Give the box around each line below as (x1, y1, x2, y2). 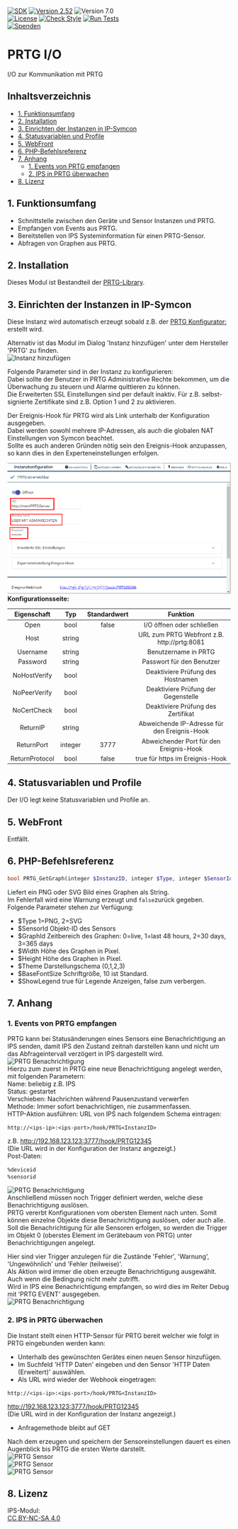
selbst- (201, 390, 222, 399)
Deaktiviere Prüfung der (146, 684, 216, 693)
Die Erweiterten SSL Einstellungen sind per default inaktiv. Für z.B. (7, 390, 200, 399)
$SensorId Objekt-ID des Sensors (17, 924, 116, 933)
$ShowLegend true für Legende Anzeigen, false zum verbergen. (17, 977, 206, 985)
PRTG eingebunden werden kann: (7, 1338, 106, 1347)
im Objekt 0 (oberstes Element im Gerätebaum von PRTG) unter (7, 1231, 193, 1239)
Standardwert (86, 610, 129, 619)
